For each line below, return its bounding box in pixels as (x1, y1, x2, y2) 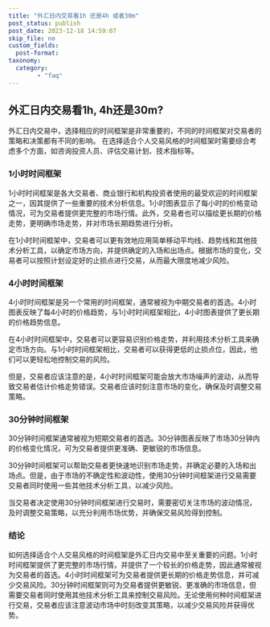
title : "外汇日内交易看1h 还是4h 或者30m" (8, 11, 139, 20)
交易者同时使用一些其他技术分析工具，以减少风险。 (8, 481, 178, 490)
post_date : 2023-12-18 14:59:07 (8, 27, 117, 35)
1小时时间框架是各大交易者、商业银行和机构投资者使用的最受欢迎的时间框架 (8, 188, 258, 198)
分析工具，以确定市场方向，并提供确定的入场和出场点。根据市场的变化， (14, 245, 255, 255)
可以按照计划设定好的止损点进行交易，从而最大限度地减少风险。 (22, 255, 234, 265)
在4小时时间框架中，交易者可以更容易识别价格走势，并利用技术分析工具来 (8, 334, 253, 344)
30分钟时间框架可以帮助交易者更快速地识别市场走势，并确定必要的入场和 (8, 461, 250, 470)
